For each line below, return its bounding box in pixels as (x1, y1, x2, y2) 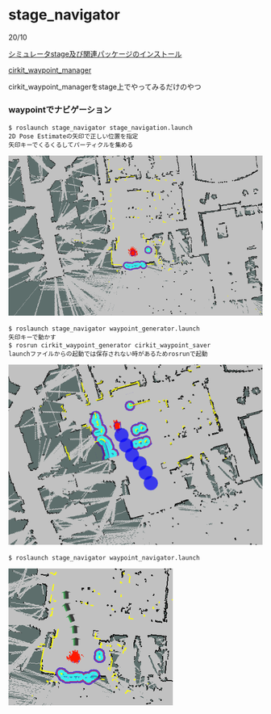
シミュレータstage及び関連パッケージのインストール (8, 48, 182, 58)
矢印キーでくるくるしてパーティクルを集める (8, 141, 134, 149)
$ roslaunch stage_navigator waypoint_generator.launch (8, 325, 200, 333)
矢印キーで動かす (8, 333, 56, 341)
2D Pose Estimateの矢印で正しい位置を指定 (8, 132, 139, 141)
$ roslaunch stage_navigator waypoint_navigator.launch (8, 554, 200, 562)
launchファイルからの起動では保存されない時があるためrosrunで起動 (8, 350, 208, 358)
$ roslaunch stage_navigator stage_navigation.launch (8, 124, 194, 132)
